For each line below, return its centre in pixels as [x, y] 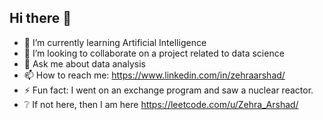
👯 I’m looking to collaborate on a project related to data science [154, 53]
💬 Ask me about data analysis [84, 63]
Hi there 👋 [40, 18]
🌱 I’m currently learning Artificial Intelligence [115, 42]
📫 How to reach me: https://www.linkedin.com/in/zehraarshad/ [154, 75]
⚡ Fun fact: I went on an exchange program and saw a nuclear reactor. [168, 90]
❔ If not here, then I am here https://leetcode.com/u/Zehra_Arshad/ [161, 104]
